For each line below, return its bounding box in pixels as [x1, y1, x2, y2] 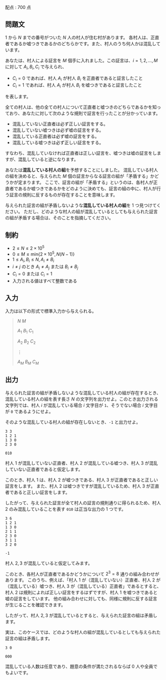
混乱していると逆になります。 [18, 156, 78, 163]
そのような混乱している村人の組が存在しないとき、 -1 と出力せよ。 [5, 419, 141, 425]
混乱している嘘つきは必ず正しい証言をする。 [12, 140, 104, 146]
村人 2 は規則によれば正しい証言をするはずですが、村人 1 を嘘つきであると [5, 589, 158, 595]
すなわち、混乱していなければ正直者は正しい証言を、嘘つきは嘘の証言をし [5, 150, 157, 156]
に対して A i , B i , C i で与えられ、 [5, 64, 67, 71]
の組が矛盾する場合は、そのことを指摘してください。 [5, 215, 114, 221]
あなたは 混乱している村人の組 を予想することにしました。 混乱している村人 [5, 167, 159, 173]
